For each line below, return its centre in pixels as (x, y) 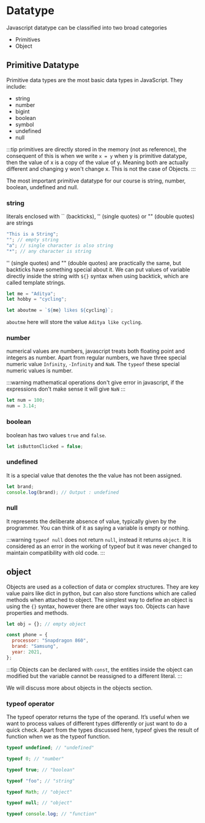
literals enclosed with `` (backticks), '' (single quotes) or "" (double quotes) (100, 216)
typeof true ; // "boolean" (41, 770)
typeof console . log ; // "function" (52, 814)
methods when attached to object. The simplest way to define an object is (100, 599)
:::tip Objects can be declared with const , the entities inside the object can (100, 669)
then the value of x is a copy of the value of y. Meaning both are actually (97, 162)
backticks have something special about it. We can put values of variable (98, 269)
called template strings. (36, 282)
